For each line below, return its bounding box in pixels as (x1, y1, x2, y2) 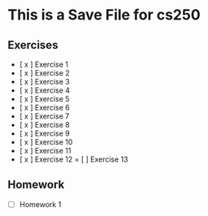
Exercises (7, 38, 58, 52)
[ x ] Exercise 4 (19, 85, 71, 95)
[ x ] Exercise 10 (19, 137, 73, 147)
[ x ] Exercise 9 (19, 128, 70, 138)
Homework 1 (19, 199, 62, 209)
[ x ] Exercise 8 (19, 120, 70, 129)
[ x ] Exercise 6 (19, 103, 70, 112)
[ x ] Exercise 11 (19, 146, 71, 155)
